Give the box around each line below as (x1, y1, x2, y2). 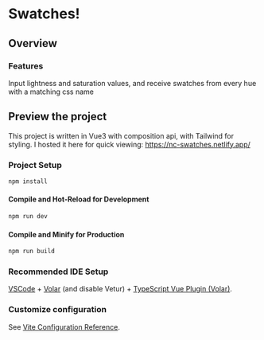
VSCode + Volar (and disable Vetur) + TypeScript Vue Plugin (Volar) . (8, 284, 233, 294)
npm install (8, 177, 48, 186)
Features (8, 61, 44, 72)
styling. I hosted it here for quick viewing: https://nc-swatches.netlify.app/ (8, 139, 250, 149)
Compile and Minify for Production (8, 229, 125, 239)
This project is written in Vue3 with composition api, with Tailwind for (8, 131, 235, 140)
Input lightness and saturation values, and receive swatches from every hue (8, 78, 257, 88)
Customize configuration (8, 304, 107, 315)
